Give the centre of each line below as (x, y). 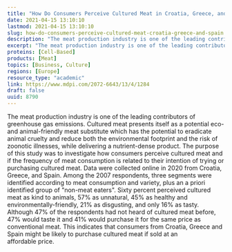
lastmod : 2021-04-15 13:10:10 (51, 26)
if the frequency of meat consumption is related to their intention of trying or (116, 161)
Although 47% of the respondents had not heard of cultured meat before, (112, 212)
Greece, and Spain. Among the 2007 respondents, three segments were (109, 175)
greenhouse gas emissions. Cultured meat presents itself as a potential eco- (116, 124)
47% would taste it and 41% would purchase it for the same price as (104, 219)
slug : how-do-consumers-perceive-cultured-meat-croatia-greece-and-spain (116, 33)
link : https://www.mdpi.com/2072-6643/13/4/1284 (78, 84)
